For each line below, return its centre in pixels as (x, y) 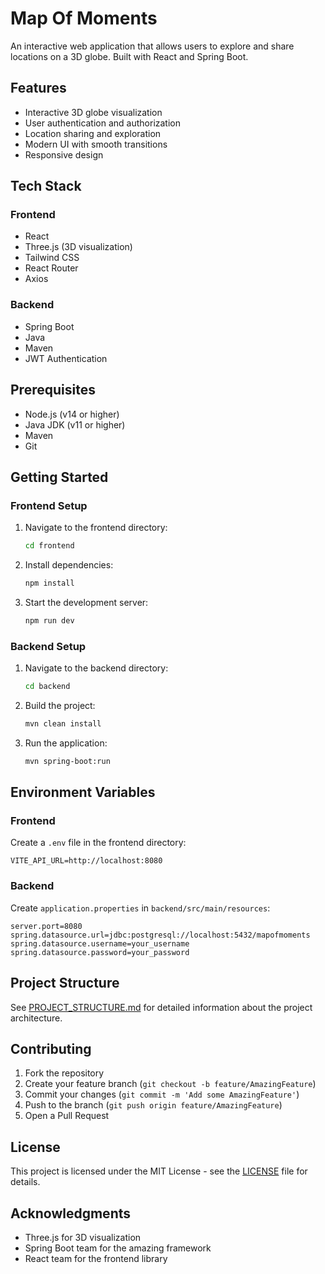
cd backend (47, 687)
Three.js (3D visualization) (78, 247)
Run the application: (66, 743)
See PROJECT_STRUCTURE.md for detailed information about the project (161, 1007)
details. (25, 1182)
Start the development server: (86, 602)
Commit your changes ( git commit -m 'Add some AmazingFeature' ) (162, 1094)
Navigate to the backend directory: (96, 668)
